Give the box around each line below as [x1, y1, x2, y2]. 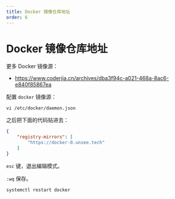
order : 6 [6, 14, 28, 20]
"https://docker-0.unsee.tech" [27, 140, 105, 146]
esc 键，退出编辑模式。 [6, 162, 63, 169]
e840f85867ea [14, 81, 52, 88]
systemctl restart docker [6, 186, 70, 193]
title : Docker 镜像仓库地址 [6, 8, 70, 15]
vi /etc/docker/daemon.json [6, 105, 76, 111]
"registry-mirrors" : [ [17, 134, 73, 140]
